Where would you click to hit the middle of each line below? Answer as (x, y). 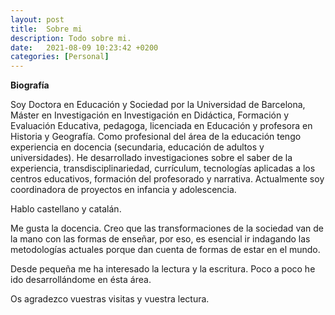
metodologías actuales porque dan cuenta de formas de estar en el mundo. (165, 250)
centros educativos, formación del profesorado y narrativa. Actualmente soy (167, 179)
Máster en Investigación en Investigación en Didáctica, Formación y (150, 115)
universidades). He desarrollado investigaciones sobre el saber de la (151, 158)
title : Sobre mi (46, 29)
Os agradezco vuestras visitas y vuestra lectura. (110, 299)
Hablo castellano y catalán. (66, 209)
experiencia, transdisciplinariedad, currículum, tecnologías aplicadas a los (163, 168)
